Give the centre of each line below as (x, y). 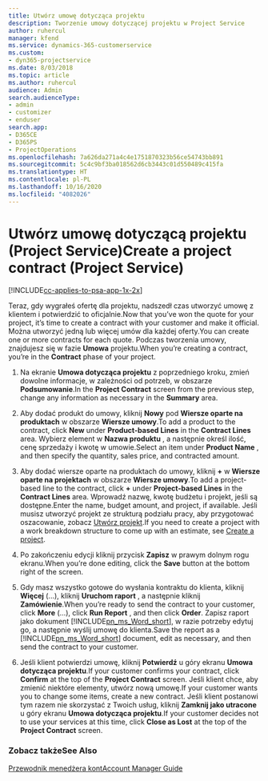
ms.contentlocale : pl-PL (50, 180)
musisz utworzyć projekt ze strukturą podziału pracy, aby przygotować (137, 514)
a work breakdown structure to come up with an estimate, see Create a (137, 531)
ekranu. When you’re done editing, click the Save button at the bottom (135, 563)
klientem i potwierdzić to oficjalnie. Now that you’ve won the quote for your (131, 314)
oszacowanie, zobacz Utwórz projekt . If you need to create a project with (140, 522)
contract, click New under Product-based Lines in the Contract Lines (135, 430)
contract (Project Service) (96, 268)
